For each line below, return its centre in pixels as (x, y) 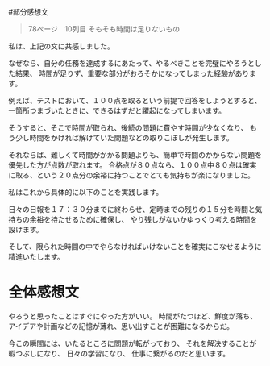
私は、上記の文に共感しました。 (61, 46)
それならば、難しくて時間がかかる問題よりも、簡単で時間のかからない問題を (135, 155)
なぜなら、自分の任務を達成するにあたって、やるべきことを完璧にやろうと (132, 63)
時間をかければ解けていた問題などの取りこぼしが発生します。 (131, 138)
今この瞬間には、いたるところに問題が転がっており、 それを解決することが (133, 343)
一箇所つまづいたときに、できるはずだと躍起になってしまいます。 (117, 110)
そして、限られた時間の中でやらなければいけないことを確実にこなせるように (135, 247)
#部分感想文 (28, 12)
